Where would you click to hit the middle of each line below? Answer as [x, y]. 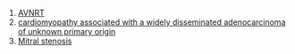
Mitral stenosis [45, 41]
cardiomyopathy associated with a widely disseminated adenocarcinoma [152, 22]
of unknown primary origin [67, 31]
